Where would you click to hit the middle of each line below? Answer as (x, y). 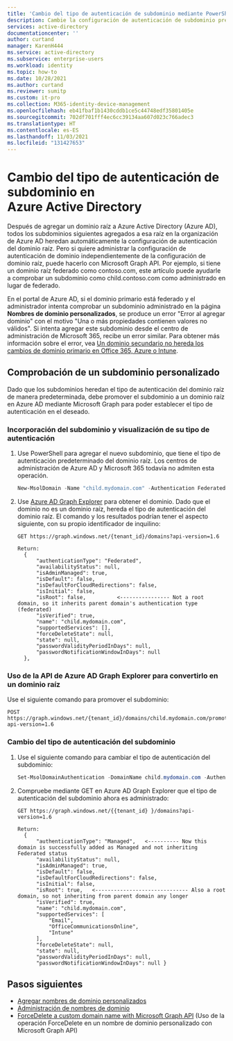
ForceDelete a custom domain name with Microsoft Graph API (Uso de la (121, 1016)
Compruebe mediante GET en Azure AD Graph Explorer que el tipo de (117, 790)
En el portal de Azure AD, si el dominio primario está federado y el (101, 299)
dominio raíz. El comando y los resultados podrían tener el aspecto (113, 516)
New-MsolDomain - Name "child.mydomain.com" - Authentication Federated (121, 488)
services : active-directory (48, 26)
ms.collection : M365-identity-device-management (79, 104)
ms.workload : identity (40, 65)
